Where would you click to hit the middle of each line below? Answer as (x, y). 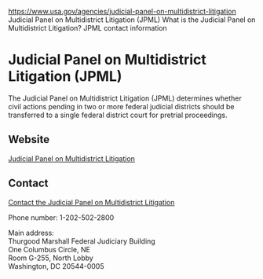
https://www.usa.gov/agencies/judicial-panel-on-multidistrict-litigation (122, 11)
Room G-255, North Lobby (51, 258)
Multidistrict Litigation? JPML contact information (88, 28)
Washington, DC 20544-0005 (56, 266)
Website (29, 139)
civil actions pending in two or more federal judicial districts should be (121, 106)
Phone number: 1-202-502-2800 (61, 217)
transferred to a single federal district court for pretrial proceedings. (118, 115)
